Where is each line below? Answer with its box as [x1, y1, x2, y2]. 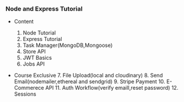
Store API [22, 48, 46, 55]
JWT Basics [22, 55, 52, 62]
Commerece [14, 84, 45, 91]
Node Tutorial [22, 29, 56, 36]
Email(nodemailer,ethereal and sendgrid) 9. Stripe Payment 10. [14, 78, 166, 85]
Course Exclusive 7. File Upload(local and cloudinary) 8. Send [14, 72, 163, 79]
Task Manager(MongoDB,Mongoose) [22, 42, 113, 49]
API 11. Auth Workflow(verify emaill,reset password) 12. [45, 84, 179, 91]
